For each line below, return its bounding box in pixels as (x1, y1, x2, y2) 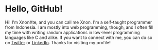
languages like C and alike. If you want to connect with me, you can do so (5, 35, 153, 40)
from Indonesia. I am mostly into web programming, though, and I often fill (5, 24, 154, 30)
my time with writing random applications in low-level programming (5, 29, 140, 35)
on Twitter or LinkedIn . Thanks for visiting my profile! (5, 39, 111, 45)
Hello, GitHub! (5, 3, 63, 14)
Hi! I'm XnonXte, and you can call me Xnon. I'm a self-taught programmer (5, 19, 152, 25)
